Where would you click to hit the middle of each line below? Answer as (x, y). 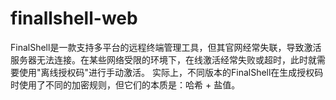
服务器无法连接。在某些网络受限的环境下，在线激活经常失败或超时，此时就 (163, 59)
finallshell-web (74, 18)
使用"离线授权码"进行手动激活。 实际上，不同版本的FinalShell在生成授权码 (171, 72)
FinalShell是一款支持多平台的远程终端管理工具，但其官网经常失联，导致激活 (166, 47)
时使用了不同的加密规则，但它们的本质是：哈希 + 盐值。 (125, 84)
